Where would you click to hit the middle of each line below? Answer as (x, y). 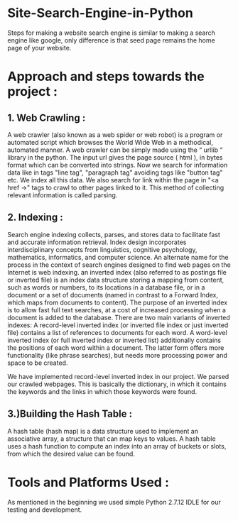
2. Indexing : (36, 218)
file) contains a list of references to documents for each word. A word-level (117, 332)
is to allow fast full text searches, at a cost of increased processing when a (117, 309)
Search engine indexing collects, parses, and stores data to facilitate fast (114, 234)
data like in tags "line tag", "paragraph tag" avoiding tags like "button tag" (115, 172)
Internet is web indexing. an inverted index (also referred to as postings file (117, 272)
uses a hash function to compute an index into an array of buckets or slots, (117, 446)
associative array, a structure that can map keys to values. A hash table (112, 439)
